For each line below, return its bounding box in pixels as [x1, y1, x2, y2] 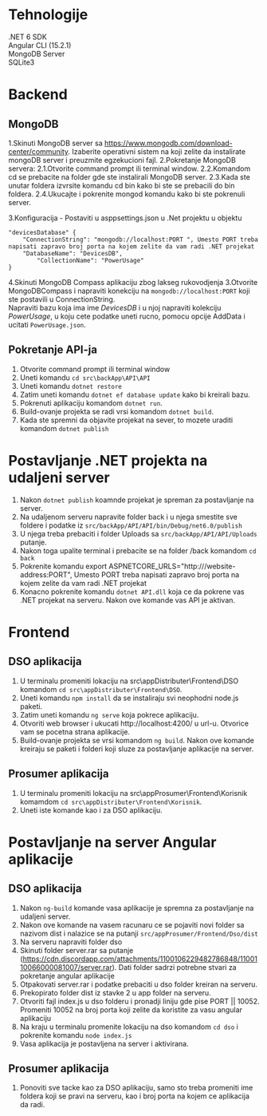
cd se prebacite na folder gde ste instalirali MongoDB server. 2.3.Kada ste [8, 172, 251, 181]
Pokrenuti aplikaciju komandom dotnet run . [19, 398, 163, 408]
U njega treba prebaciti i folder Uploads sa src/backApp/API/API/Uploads [19, 528, 257, 538]
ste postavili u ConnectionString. [8, 294, 116, 304]
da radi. [19, 1100, 45, 1110]
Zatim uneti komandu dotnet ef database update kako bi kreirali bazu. [19, 390, 251, 399]
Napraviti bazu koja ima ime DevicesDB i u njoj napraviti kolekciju [8, 303, 222, 312]
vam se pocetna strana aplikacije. [19, 726, 130, 736]
